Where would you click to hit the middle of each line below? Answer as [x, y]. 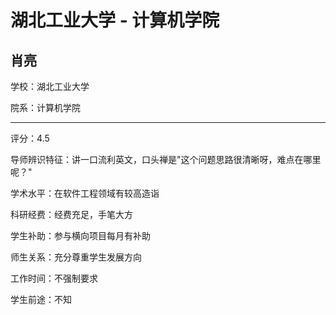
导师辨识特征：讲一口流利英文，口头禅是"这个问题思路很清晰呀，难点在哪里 [166, 159]
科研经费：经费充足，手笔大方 [71, 214]
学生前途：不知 [41, 299]
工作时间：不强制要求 [54, 278]
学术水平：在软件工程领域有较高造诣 [85, 193]
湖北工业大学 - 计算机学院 [115, 20]
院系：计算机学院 [45, 107]
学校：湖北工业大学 [50, 86]
